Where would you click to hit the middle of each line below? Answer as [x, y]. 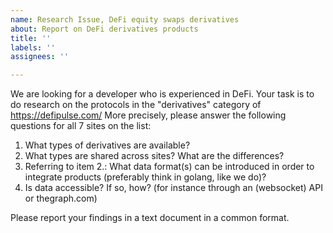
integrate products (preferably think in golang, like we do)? [145, 177]
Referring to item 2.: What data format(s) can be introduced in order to [169, 167]
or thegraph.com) [61, 198]
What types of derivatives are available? [107, 145]
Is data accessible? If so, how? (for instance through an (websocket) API [173, 188]
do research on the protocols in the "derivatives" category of [136, 105]
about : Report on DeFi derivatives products [104, 29]
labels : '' [33, 47]
